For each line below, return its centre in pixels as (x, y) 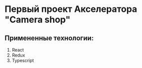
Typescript (23, 60)
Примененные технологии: (49, 38)
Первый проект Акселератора (71, 9)
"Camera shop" (37, 20)
